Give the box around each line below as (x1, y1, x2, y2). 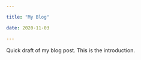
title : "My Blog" (6, 14, 50, 20)
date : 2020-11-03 (6, 25, 50, 31)
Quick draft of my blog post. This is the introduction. (6, 46, 135, 54)
